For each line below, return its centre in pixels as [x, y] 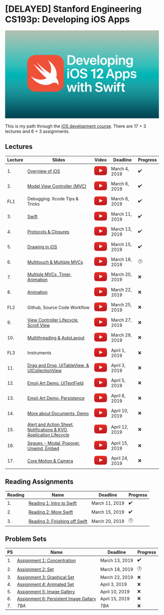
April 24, [120, 458]
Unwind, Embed [43, 448]
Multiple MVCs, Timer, [50, 274]
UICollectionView [45, 370]
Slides [59, 160]
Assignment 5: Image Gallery [46, 591]
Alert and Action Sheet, [51, 424]
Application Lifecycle [49, 435]
